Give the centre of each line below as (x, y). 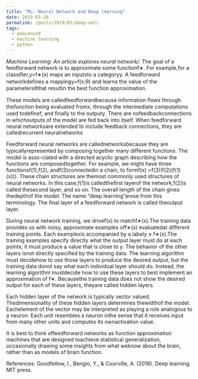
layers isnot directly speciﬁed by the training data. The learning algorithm (95, 253)
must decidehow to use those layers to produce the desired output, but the (97, 260)
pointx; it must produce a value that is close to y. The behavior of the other (97, 246)
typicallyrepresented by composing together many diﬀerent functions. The (97, 150)
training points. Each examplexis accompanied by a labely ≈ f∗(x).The (92, 234)
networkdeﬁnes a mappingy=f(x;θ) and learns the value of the (82, 81)
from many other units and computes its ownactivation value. (80, 322)
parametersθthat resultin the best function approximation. (76, 88)
